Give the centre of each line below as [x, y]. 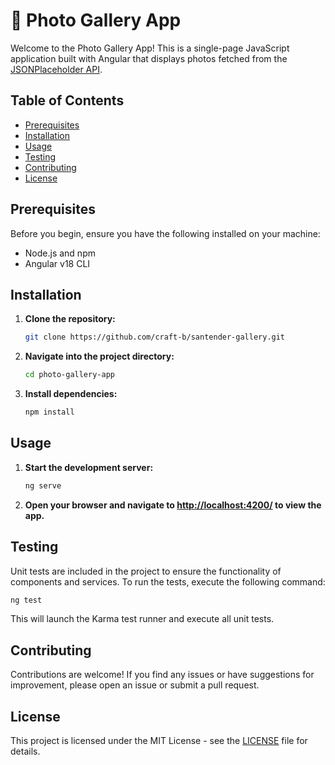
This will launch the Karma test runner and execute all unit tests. [142, 619]
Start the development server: [89, 467]
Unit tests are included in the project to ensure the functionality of [146, 571]
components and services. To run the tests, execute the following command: [168, 581]
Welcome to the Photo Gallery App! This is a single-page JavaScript [150, 48]
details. [25, 751]
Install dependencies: [71, 394]
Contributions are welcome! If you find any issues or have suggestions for [162, 675]
